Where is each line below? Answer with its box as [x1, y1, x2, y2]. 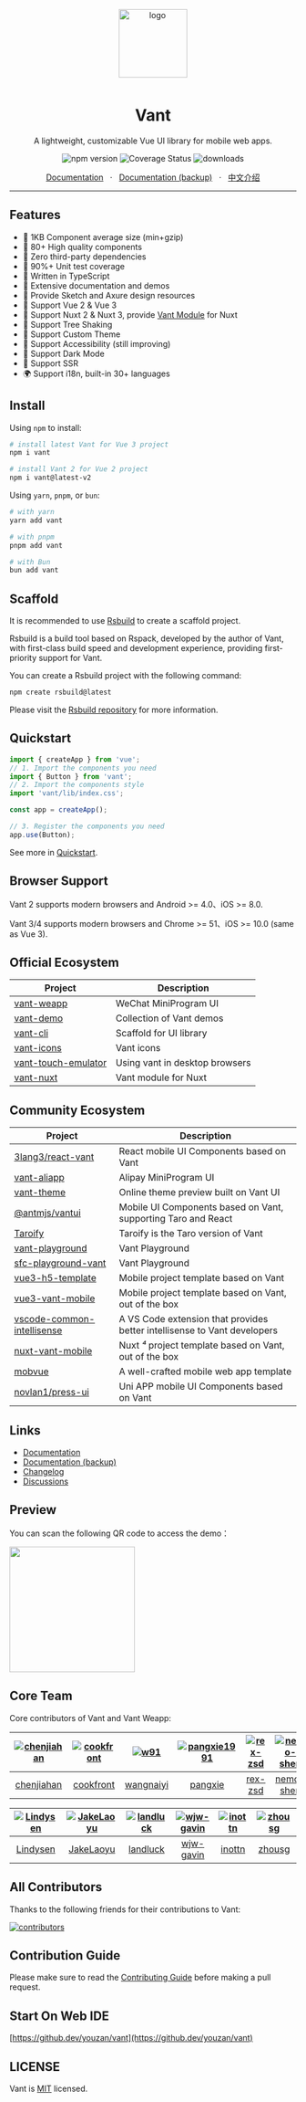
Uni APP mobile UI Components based [118, 1380, 284, 1393]
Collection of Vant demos [115, 1012, 224, 1025]
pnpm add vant [9, 541, 64, 550]
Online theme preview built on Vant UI [118, 1186, 280, 1199]
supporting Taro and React [118, 1213, 233, 1225]
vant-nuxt [14, 1071, 58, 1084]
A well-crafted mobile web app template [118, 1365, 292, 1378]
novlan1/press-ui [14, 1386, 89, 1399]
